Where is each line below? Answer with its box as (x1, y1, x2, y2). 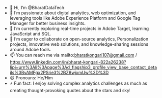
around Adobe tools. (9, 47, 52, 52)
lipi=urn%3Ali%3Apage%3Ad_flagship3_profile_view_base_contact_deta (9, 65, 157, 70)
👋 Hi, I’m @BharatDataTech (9, 5, 65, 10)
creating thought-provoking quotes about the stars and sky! (9, 88, 131, 93)
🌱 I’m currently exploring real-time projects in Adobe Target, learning (9, 26, 149, 32)
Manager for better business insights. (9, 20, 86, 26)
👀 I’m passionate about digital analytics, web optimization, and (9, 10, 136, 16)
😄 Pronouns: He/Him (9, 75, 53, 81)
